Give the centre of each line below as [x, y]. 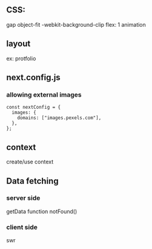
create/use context [30, 162]
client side [22, 227]
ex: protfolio [21, 58]
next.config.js [33, 77]
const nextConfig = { [34, 107]
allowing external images [44, 95]
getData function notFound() [42, 211]
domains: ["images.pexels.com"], [59, 118]
